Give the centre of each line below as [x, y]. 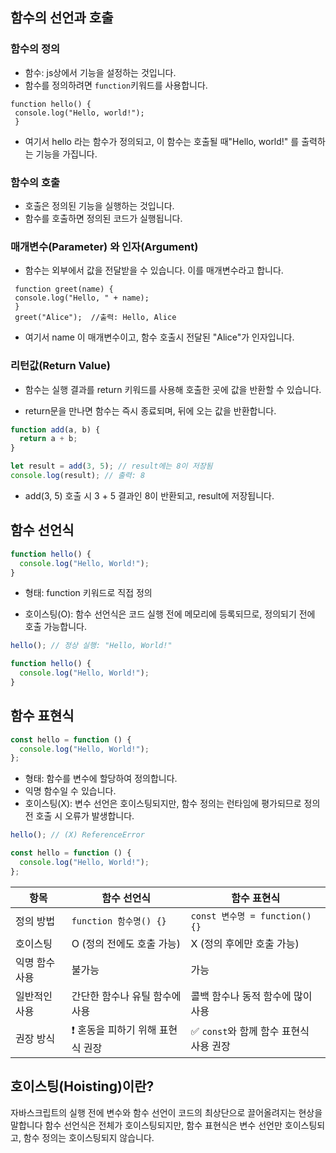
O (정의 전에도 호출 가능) [126, 943]
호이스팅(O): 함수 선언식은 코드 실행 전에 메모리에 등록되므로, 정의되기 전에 [170, 614]
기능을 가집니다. [66, 154]
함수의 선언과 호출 [62, 18]
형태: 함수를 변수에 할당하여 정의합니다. [101, 779]
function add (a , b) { [55, 429]
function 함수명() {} [119, 921]
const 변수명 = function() [251, 916]
